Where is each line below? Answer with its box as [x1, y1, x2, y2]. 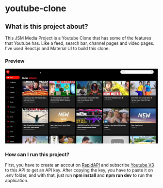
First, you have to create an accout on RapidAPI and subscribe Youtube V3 [5, 162, 154, 168]
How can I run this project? [5, 151, 69, 158]
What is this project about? [5, 22, 88, 31]
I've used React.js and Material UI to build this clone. [5, 46, 110, 51]
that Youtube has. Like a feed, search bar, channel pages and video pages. [5, 40, 154, 46]
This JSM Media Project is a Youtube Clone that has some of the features [5, 35, 151, 41]
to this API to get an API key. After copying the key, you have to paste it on [5, 167, 153, 173]
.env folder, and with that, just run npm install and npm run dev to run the [5, 172, 153, 178]
